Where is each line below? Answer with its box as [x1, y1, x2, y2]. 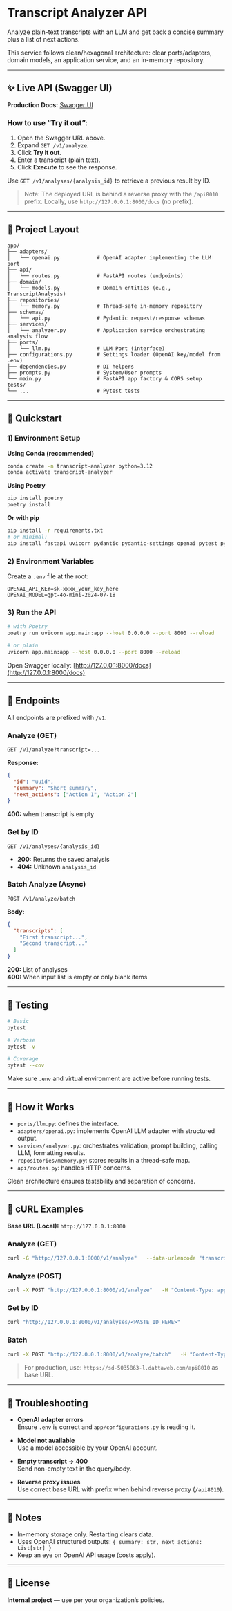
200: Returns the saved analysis [17, 855, 110, 863]
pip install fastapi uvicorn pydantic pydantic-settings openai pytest [7, 540, 217, 547]
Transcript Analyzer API [7, 5, 148, 21]
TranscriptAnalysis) [7, 291, 67, 297]
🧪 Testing [7, 1000, 49, 1011]
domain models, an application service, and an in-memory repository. [7, 55, 205, 64]
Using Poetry [7, 481, 46, 490]
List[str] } [17, 1545, 52, 1552]
